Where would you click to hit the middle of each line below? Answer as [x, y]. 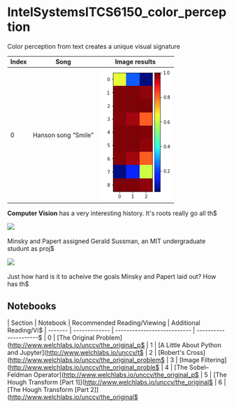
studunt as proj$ [31, 249]
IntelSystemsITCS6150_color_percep [117, 12]
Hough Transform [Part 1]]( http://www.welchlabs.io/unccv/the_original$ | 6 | [117, 382]
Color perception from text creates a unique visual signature [94, 46]
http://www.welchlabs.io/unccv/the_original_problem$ [87, 360]
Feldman [20, 375]
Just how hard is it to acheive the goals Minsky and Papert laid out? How [112, 277]
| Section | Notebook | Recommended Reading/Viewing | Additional [104, 323]
